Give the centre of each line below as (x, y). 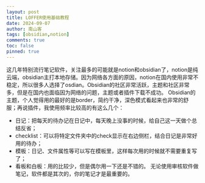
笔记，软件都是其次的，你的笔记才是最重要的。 (74, 173)
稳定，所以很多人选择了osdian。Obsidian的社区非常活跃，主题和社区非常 (98, 85)
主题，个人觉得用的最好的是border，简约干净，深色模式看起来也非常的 (95, 100)
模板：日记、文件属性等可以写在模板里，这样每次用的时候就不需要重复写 (106, 151)
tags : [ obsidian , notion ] (38, 35)
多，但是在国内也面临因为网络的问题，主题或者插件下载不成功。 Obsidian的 (101, 92)
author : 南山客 (24, 29)
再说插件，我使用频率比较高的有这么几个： (70, 108)
